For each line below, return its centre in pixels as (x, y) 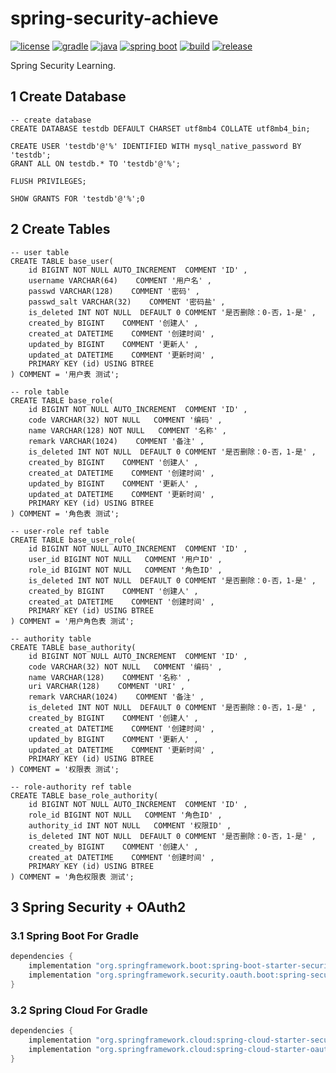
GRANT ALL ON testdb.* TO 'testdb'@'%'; (96, 163)
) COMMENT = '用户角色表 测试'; (72, 621)
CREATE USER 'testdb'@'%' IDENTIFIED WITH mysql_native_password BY (156, 146)
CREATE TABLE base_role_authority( (84, 795)
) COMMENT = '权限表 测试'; (65, 769)
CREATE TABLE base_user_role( (73, 540)
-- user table (40, 252)
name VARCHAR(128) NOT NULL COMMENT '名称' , (127, 430)
